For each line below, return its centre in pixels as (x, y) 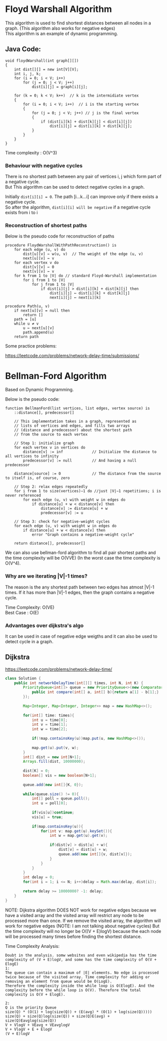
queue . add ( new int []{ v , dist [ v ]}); (95, 854)
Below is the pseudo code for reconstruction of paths (60, 236)
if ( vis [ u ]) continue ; (53, 812)
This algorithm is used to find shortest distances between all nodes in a (78, 23)
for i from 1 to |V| (44, 280)
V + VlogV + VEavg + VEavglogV (38, 1025)
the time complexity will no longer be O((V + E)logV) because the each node (83, 931)
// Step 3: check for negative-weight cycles (62, 522)
